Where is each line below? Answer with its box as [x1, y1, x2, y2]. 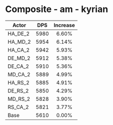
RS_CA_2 [7, 103, 29, 110]
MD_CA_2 [7, 71, 31, 78]
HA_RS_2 [7, 79, 29, 86]
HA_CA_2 [7, 46, 30, 53]
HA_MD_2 [7, 38, 31, 45]
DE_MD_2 [7, 54, 31, 61]
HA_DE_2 [7, 30, 30, 37]
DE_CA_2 [7, 63, 29, 70]
